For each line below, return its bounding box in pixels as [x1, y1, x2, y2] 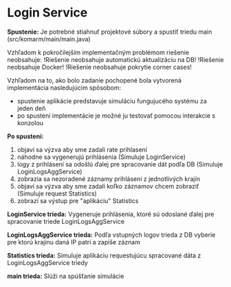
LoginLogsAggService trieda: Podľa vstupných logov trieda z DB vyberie [7, 231, 216, 239]
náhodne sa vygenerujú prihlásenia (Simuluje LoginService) [16, 153, 186, 161]
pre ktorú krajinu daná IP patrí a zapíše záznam [7, 237, 141, 246]
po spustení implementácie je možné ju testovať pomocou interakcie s [16, 111, 215, 120]
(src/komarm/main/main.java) [7, 34, 91, 43]
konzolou [16, 118, 43, 127]
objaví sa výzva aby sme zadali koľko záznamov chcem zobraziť [16, 182, 199, 190]
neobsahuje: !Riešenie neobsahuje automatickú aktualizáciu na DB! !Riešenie [7, 55, 224, 63]
